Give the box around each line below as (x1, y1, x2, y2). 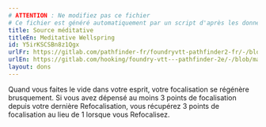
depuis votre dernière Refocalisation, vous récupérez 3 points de (8, 101, 220, 110)
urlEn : (8, 56, 30, 64)
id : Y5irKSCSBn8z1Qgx (8, 41, 80, 49)
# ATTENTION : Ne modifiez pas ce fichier (8, 11, 150, 20)
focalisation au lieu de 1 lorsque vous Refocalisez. (8, 110, 170, 119)
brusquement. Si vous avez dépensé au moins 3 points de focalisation (8, 92, 237, 103)
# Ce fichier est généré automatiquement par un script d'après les (8, 19, 239, 27)
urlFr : (8, 48, 30, 56)
